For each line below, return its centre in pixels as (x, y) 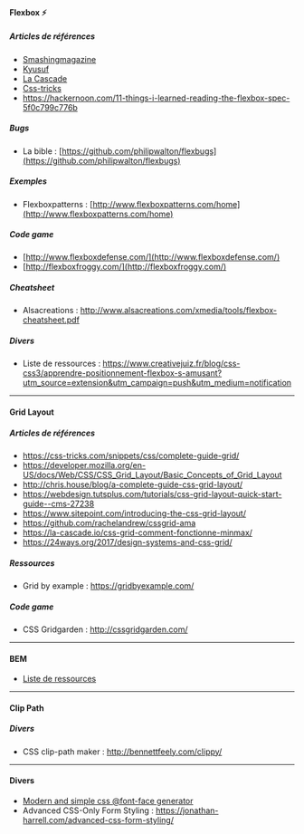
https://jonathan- (187, 810)
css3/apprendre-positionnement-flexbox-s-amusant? (122, 373)
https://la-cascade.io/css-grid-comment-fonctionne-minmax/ (138, 532)
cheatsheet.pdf (51, 320)
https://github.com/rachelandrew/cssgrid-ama (109, 522)
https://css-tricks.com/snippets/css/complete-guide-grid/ (131, 455)
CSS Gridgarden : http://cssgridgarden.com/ (105, 629)
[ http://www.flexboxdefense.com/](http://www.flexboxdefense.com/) (151, 257)
